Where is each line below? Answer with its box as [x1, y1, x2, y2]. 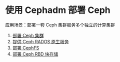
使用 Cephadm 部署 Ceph [5, 4, 111, 16]
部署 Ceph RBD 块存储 [12, 51, 58, 57]
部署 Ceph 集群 [12, 32, 44, 38]
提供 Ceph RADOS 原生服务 [12, 38, 69, 45]
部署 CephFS [12, 45, 39, 51]
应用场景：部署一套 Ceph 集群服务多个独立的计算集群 [5, 22, 115, 28]
